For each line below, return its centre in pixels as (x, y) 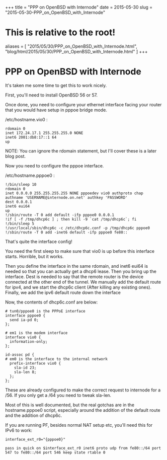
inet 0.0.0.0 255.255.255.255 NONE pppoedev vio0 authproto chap (74, 193)
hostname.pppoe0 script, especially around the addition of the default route (83, 410)
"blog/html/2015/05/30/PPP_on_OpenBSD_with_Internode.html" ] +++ (77, 51)
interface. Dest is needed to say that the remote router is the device (74, 276)
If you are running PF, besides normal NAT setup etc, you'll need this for (79, 425)
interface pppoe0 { (25, 315)
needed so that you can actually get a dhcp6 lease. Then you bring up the (81, 271)
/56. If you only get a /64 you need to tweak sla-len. (58, 395)
